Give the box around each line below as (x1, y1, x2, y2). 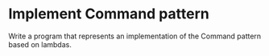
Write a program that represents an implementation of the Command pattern (8, 31, 262, 41)
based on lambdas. (8, 39, 72, 49)
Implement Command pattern (8, 5, 209, 23)
